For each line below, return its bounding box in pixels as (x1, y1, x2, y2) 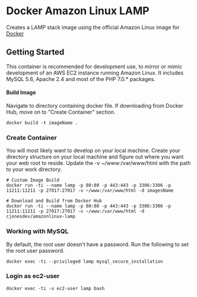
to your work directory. (6, 166, 62, 173)
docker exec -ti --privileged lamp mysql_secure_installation (6, 259, 163, 264)
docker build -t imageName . (6, 120, 78, 125)
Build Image (6, 89, 36, 96)
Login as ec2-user (6, 272, 60, 280)
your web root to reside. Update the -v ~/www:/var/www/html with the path (6, 160, 191, 167)
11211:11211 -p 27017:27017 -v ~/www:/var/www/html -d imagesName (6, 188, 174, 193)
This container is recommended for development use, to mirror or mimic (6, 63, 183, 70)
